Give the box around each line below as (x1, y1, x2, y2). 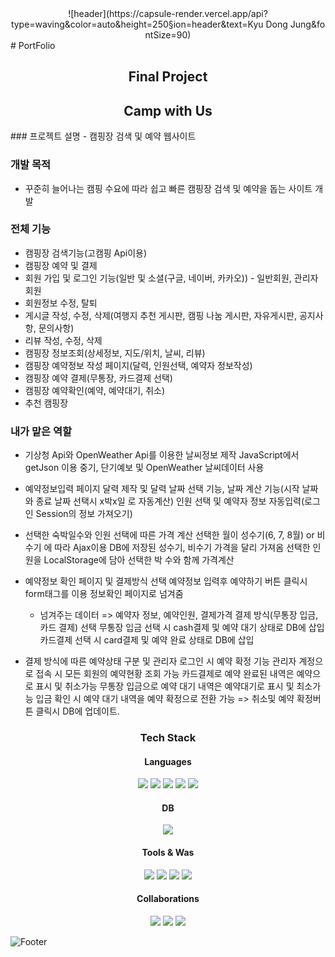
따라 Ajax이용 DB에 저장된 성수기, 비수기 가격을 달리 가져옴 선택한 (54, 542, 311, 554)
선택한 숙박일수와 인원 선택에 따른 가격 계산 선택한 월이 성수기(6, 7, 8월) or (24, 529, 315, 541)
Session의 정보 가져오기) (35, 508, 133, 520)
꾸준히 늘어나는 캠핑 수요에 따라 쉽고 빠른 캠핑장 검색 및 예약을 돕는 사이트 (24, 182, 313, 194)
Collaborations (136, 893, 200, 905)
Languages (144, 755, 192, 767)
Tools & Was (141, 847, 195, 859)
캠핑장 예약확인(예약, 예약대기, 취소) (24, 384, 166, 396)
